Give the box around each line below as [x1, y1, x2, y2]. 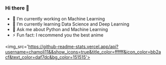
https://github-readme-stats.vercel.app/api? [28, 43, 119, 49]
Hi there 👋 [5, 4, 30, 11]
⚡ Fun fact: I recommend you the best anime [12, 32, 104, 38]
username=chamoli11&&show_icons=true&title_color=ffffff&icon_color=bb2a [5, 49, 161, 55]
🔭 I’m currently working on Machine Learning [12, 16, 105, 22]
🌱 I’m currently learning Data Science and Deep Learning [12, 21, 130, 27]
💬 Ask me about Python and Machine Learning [12, 26, 108, 32]
